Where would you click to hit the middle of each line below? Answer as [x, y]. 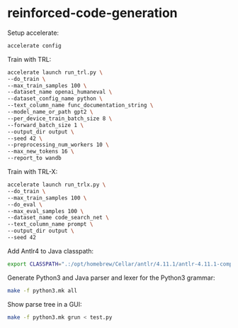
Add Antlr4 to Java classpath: [51, 251]
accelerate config [34, 45]
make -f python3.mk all [42, 290]
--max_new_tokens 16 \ [41, 152]
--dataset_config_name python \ [55, 99]
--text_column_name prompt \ [50, 224]
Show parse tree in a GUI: [45, 304]
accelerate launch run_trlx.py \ [57, 185]
